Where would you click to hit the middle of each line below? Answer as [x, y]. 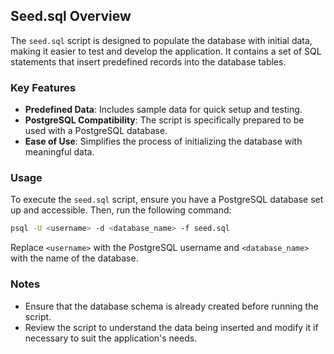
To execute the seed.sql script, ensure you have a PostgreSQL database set [167, 200]
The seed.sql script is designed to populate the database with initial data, [161, 40]
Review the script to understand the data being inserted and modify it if [171, 327]
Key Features [43, 87]
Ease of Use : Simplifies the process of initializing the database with [163, 141]
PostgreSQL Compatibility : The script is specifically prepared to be [164, 120]
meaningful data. [59, 152]
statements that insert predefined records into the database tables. [148, 61]
